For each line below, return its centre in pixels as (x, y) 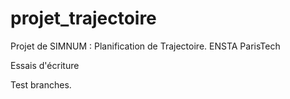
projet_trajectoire (83, 18)
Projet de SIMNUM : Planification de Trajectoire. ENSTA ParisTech (145, 46)
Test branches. (41, 84)
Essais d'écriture (45, 65)
